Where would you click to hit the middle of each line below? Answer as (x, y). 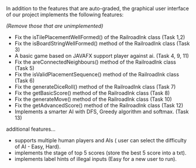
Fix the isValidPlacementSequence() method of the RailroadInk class (97, 74)
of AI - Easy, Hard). (37, 146)
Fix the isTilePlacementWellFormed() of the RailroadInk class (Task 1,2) (100, 37)
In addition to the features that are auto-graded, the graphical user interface (97, 8)
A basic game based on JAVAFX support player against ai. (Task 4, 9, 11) (102, 56)
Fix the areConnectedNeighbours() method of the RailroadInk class (95, 62)
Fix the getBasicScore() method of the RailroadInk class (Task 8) (92, 93)
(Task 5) (25, 68)
